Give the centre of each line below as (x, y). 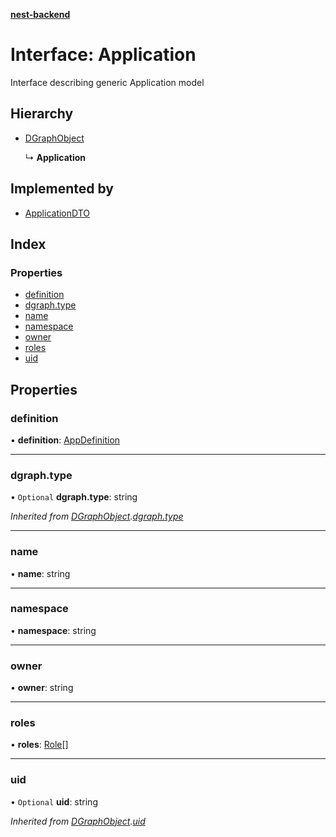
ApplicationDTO (57, 213)
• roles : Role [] (39, 745)
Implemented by (62, 189)
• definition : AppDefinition (65, 440)
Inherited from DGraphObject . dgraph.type (97, 516)
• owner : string (42, 688)
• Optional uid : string (54, 801)
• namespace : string (53, 630)
